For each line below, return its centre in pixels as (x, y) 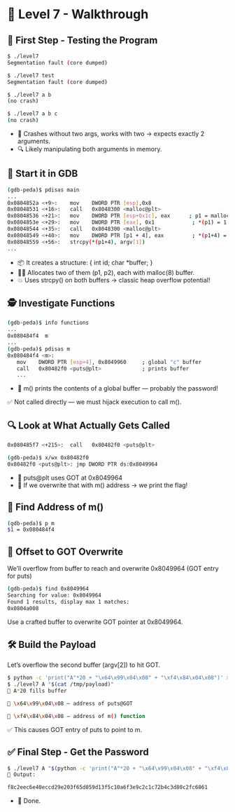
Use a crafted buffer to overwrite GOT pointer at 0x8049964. (95, 622)
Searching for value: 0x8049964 (54, 595)
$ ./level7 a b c (33, 114)
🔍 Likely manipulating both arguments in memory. (90, 149)
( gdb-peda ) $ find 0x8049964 (48, 589)
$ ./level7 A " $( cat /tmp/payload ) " (60, 684)
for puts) (20, 576)
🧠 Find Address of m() (55, 507)
